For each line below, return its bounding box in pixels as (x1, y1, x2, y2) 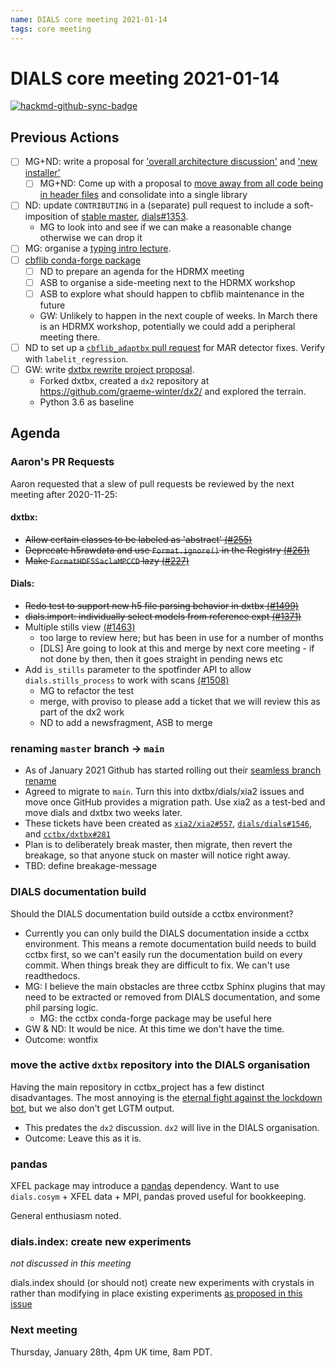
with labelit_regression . (24, 352, 129, 365)
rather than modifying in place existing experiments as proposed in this (10, 1287, 303, 1300)
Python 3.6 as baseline (39, 396, 135, 408)
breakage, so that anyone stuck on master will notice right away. (24, 849, 291, 861)
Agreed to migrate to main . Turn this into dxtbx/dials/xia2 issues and (24, 786, 305, 798)
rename (24, 775, 57, 787)
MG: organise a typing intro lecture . (24, 242, 172, 255)
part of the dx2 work (39, 706, 125, 718)
